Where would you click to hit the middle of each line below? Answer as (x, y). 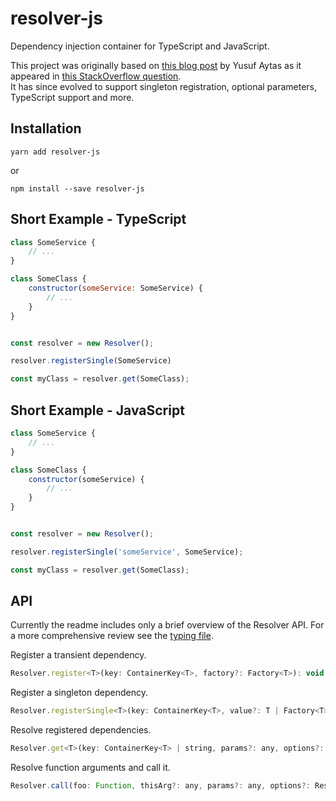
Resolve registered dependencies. (81, 730)
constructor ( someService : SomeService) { (115, 288)
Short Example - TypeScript (98, 219)
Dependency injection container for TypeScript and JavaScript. (140, 46)
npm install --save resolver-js (77, 188)
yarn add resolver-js (55, 152)
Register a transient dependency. (78, 655)
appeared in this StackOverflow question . (96, 76)
